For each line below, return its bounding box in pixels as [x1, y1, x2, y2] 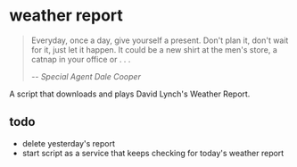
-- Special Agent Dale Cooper [30, 71, 141, 81]
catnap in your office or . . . [30, 54, 131, 64]
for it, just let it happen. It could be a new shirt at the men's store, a [30, 44, 278, 54]
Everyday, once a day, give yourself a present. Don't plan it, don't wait [30, 35, 289, 46]
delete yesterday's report [21, 138, 116, 148]
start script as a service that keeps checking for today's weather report [21, 147, 285, 158]
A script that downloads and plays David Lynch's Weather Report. [9, 88, 251, 99]
